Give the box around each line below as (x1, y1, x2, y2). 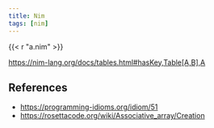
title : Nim (8, 11, 45, 20)
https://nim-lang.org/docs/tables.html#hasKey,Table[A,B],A (8, 58, 206, 67)
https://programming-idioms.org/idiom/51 (19, 102, 158, 112)
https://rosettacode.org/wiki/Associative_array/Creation (19, 111, 205, 121)
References (8, 80, 68, 94)
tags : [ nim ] (8, 19, 48, 28)
